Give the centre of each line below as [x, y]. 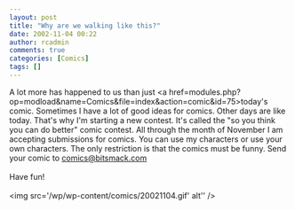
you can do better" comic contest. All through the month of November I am [146, 129]
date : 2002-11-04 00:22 [53, 34]
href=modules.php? [205, 92]
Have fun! [27, 176]
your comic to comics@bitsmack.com [78, 158]
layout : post [33, 17]
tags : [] [25, 67]
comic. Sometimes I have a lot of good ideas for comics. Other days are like [147, 111]
